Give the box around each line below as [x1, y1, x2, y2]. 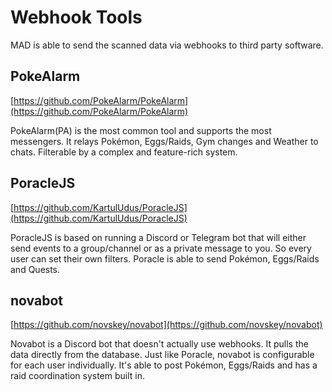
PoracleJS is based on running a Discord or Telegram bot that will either [10, 231, 307, 243]
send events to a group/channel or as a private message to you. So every [10, 242, 312, 254]
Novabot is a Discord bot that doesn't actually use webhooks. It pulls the [10, 338, 309, 350]
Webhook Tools [10, 6, 143, 29]
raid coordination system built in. [10, 370, 146, 382]
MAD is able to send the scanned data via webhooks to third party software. [10, 39, 324, 51]
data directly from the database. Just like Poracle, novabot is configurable [10, 349, 315, 361]
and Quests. [10, 263, 61, 275]
